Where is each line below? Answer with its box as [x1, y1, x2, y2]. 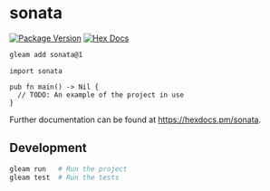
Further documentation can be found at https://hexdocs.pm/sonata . [9, 114, 262, 125]
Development [9, 140, 88, 156]
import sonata [9, 66, 63, 75]
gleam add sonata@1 [9, 50, 83, 59]
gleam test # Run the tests [9, 173, 120, 182]
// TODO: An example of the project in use [17, 90, 184, 100]
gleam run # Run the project [9, 164, 128, 174]
